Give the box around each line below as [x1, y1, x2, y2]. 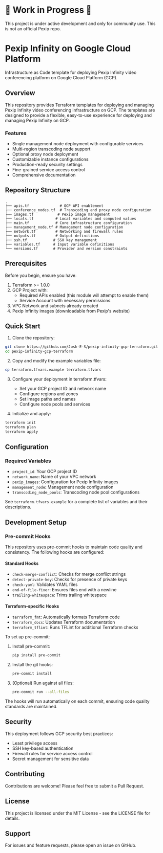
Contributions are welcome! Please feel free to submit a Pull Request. [5, 783, 144, 789]
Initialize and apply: [12, 411, 51, 417]
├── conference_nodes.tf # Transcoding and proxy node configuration [5, 207, 152, 212]
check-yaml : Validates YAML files [12, 582, 78, 587]
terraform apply [5, 429, 38, 434]
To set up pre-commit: [5, 634, 50, 640]
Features [5, 130, 27, 136]
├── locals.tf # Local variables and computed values [5, 216, 137, 221]
